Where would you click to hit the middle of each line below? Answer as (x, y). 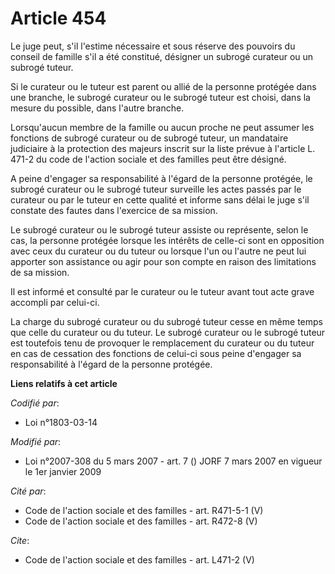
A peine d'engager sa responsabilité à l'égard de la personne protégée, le (161, 178)
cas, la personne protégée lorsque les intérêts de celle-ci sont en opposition (167, 240)
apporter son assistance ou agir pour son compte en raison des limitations (163, 261)
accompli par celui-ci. (55, 302)
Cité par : (28, 491)
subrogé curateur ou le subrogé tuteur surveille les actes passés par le (156, 189)
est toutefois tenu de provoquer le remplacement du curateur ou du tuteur (162, 343)
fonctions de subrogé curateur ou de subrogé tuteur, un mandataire (149, 138)
